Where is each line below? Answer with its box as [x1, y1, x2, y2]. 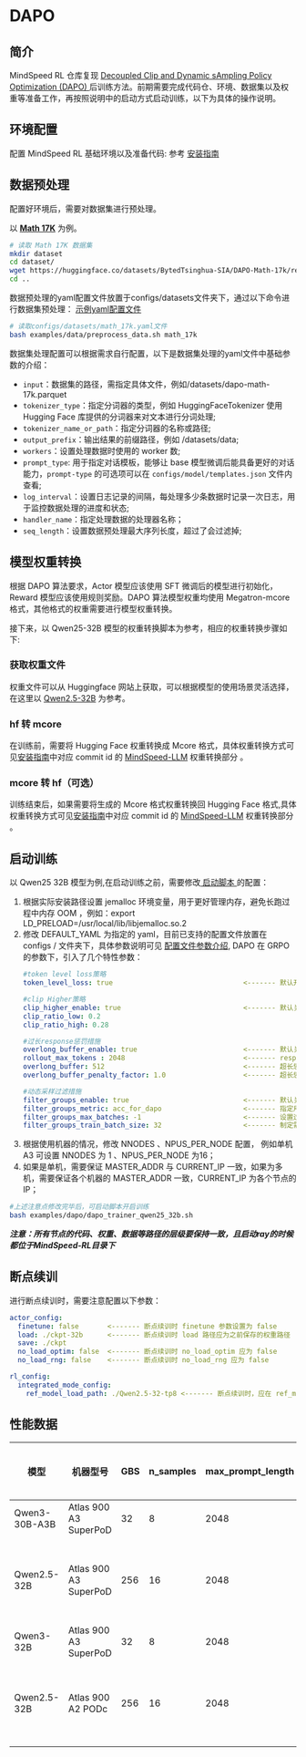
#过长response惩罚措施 [22, 1037, 101, 1046]
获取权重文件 [9, 658, 66, 671]
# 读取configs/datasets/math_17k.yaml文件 [9, 322, 168, 331]
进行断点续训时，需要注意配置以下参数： [9, 1295, 161, 1306]
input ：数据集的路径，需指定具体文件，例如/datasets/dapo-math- [22, 378, 270, 389]
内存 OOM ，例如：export [38, 908, 136, 919]
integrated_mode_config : [17, 1380, 112, 1390]
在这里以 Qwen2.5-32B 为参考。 [9, 692, 130, 703]
